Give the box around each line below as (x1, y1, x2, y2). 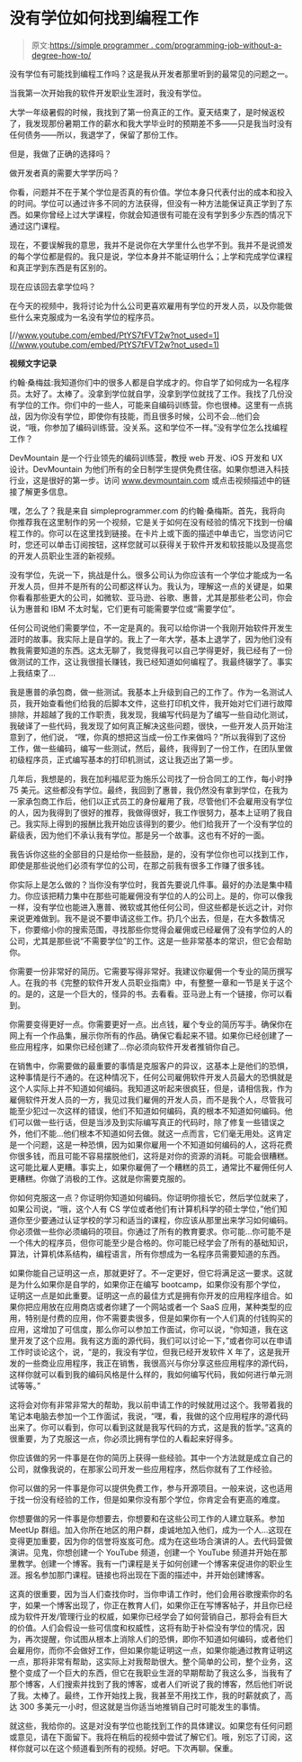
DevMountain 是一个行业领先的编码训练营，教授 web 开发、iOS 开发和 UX (9, 452, 283, 463)
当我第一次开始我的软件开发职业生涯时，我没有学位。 (9, 87, 207, 98)
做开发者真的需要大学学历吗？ (9, 168, 120, 178)
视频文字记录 (9, 358, 57, 368)
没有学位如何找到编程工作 (9, 8, 200, 29)
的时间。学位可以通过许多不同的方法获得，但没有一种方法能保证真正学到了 (9, 197, 285, 208)
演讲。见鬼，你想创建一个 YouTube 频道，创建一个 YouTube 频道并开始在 (9, 1547, 280, 1558)
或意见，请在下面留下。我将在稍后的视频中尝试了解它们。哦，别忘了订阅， (9, 1731, 285, 1742)
